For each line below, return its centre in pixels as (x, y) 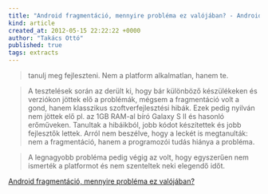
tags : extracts (33, 53)
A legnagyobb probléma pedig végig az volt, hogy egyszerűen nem (138, 157)
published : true (35, 46)
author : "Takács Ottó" (46, 38)
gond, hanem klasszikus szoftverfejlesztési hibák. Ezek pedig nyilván (141, 108)
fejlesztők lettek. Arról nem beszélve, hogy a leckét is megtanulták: (138, 133)
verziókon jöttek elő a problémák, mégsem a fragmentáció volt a (133, 99)
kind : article (32, 23)
